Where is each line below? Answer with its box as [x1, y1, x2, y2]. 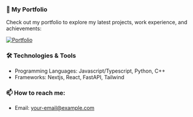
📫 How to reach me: [6, 89, 66, 97]
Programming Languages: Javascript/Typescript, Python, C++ [14, 67, 166, 74]
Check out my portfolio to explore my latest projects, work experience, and [6, 19, 188, 26]
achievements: [6, 25, 42, 32]
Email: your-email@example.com [14, 104, 95, 111]
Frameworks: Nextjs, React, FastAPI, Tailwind [14, 73, 125, 80]
